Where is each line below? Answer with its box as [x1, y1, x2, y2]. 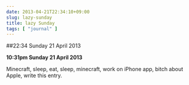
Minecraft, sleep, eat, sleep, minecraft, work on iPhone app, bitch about [6, 66, 184, 73]
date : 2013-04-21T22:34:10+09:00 [6, 8, 90, 15]
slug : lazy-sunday [6, 14, 52, 20]
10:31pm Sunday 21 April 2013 [6, 54, 83, 61]
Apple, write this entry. [6, 72, 62, 79]
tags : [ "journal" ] [6, 25, 58, 32]
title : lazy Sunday [6, 20, 55, 26]
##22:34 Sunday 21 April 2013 [6, 42, 81, 49]
